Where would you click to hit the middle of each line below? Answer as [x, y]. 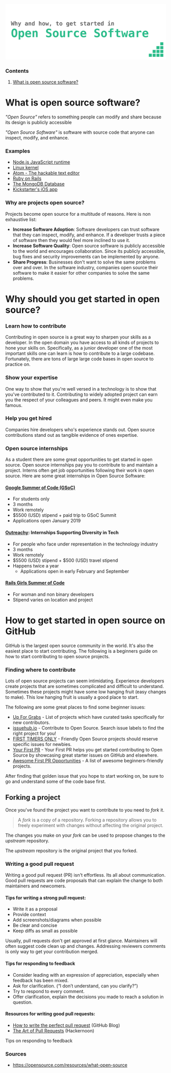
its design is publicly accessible [39, 123]
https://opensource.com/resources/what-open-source [70, 1065]
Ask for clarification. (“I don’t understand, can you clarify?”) [75, 986]
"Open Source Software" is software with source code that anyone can [80, 132]
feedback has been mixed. [41, 980]
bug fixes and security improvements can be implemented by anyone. [86, 256]
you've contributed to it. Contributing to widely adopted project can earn [82, 394]
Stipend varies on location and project [53, 600]
